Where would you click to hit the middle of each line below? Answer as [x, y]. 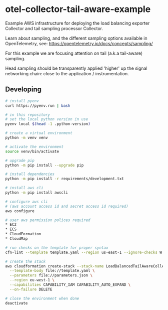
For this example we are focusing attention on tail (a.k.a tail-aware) [74, 53]
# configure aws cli [27, 202]
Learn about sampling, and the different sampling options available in [76, 38]
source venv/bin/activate [32, 151]
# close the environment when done [42, 298]
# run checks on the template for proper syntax [57, 248]
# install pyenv [22, 101]
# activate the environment [34, 146]
